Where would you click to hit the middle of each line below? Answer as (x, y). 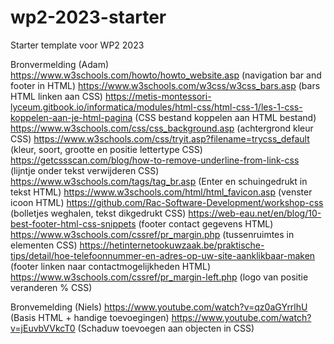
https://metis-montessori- (158, 96)
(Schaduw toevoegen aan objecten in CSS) (166, 328)
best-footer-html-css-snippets (73, 223)
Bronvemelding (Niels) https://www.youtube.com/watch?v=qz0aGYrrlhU (159, 307)
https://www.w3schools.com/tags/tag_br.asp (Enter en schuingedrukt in (159, 181)
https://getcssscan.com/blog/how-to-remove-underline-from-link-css (155, 160)
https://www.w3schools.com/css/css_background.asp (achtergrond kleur (162, 128)
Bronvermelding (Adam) (60, 64)
